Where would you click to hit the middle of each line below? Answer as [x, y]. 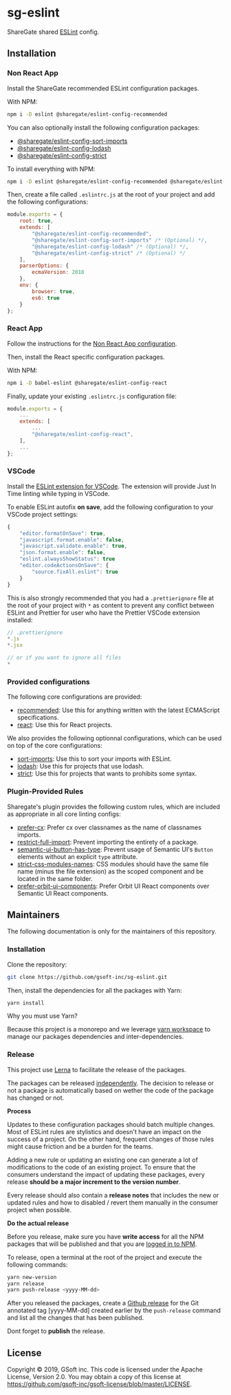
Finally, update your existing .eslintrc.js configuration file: [92, 396]
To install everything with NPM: [51, 169]
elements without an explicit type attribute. [77, 856]
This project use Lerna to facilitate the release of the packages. [97, 1069]
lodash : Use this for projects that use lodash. [80, 766]
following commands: [37, 1265]
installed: [20, 620]
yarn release [26, 1284]
